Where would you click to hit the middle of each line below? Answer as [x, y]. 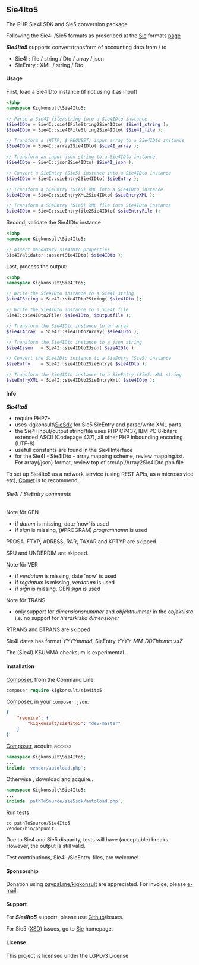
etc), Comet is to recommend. [42, 480]
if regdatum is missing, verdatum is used [64, 583]
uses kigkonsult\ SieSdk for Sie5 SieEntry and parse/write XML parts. [99, 425]
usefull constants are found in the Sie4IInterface [74, 450]
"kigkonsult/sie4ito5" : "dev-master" [74, 724]
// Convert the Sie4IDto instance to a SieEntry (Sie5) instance [89, 359]
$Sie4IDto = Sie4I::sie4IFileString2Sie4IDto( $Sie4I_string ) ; [87, 124]
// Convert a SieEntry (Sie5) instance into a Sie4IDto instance [89, 173]
